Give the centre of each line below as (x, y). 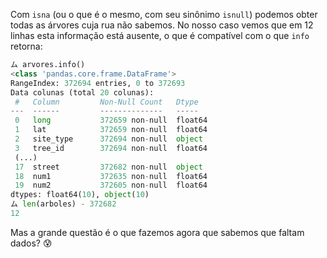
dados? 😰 (31, 243)
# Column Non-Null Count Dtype (106, 102)
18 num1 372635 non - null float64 (111, 176)
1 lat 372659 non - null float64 (111, 130)
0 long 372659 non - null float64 (111, 120)
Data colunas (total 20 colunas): (82, 92)
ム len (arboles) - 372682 (63, 204)
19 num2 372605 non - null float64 (111, 185)
